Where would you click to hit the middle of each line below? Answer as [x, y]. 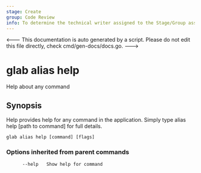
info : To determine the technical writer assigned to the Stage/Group [96, 23]
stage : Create [24, 12]
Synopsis [24, 105]
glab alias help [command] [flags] [51, 137]
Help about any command [38, 86]
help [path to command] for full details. [54, 126]
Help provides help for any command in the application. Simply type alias [96, 120]
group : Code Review [31, 17]
